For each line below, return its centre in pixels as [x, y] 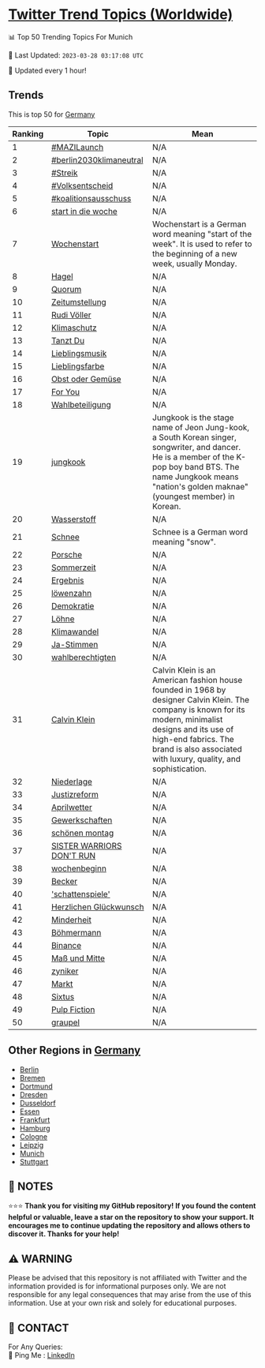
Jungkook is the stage [193, 418]
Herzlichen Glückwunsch [97, 907]
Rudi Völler [71, 315]
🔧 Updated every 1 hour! [47, 70]
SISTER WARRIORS [86, 845]
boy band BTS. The [204, 467]
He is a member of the [194, 457]
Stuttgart [34, 1161]
